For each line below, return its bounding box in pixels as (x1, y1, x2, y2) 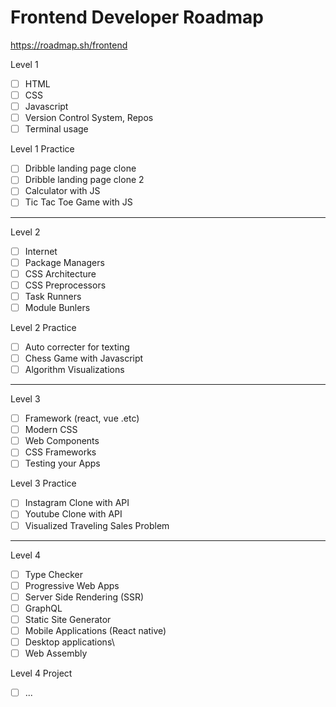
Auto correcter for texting (24, 341, 130, 353)
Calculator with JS (24, 185, 101, 197)
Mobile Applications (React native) (24, 624, 167, 636)
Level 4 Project (10, 667, 73, 680)
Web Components (24, 435, 100, 447)
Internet (24, 245, 58, 257)
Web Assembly (24, 647, 88, 659)
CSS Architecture (24, 267, 97, 280)
